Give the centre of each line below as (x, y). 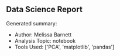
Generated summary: (32, 23)
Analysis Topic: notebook (45, 40)
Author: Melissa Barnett (43, 35)
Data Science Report (44, 10)
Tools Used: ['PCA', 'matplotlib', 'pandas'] (64, 47)
